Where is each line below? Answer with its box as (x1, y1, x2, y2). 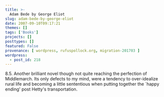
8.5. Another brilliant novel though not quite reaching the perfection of (5, 71, 147, 76)
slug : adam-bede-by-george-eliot (5, 16, 74, 21)
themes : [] (5, 25, 28, 30)
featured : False (5, 44, 38, 48)
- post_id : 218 (9, 57, 41, 62)
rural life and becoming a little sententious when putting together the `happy (5, 81, 160, 87)
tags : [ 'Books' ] (5, 30, 38, 35)
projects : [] (5, 35, 32, 40)
